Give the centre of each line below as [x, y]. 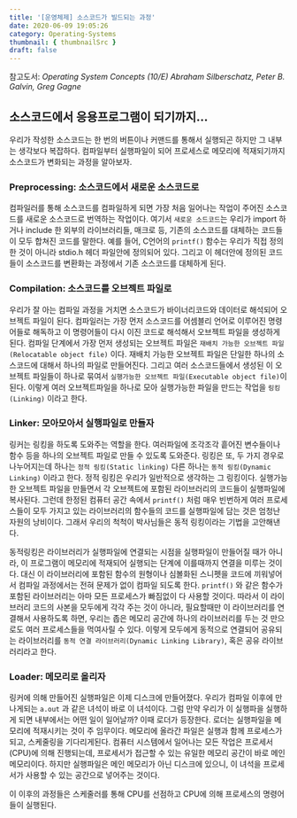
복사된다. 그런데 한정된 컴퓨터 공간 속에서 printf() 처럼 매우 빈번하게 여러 [137, 499]
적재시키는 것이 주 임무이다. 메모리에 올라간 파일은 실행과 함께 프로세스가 [157, 731]
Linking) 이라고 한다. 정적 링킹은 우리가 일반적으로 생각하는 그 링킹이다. [133, 477]
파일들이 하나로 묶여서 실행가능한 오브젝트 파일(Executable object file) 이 [160, 376]
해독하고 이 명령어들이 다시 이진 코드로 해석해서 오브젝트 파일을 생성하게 [156, 331]
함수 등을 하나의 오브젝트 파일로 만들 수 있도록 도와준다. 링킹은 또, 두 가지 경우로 [147, 455]
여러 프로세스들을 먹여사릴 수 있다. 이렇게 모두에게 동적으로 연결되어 [142, 629]
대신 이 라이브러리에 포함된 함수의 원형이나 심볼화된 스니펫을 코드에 [136, 573]
